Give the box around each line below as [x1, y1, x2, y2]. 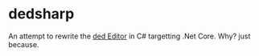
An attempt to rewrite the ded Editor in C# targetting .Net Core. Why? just [8, 31, 251, 41]
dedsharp [8, 5, 75, 23]
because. [8, 39, 39, 49]
